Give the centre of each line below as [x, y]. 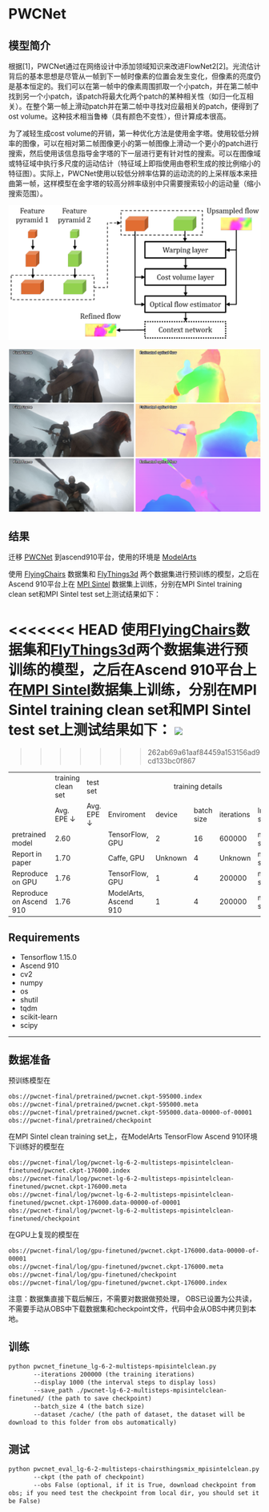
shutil [29, 999]
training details [198, 787]
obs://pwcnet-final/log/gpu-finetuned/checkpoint [93, 1275]
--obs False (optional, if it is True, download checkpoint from [145, 1486]
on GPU [24, 882]
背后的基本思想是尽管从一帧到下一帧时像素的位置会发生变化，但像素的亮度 [131, 76]
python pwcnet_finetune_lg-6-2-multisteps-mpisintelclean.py [112, 1367]
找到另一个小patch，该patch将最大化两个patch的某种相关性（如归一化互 [127, 96]
